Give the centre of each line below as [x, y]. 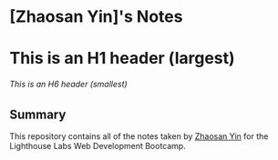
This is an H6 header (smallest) [68, 84]
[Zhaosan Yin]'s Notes [96, 17]
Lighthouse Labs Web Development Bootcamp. [98, 146]
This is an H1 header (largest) [122, 59]
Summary [38, 114]
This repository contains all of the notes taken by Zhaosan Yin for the [139, 136]
